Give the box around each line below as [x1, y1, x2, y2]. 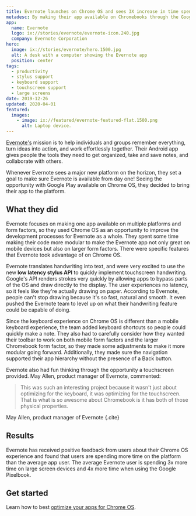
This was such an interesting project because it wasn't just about [20, 384, 177, 391]
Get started [6, 488, 48, 498]
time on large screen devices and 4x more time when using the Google [6, 465, 176, 472]
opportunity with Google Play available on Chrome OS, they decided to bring [6, 182, 190, 188]
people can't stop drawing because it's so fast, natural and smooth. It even [6, 293, 186, 300]
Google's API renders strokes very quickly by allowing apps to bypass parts [6, 275, 188, 282]
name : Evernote [11, 25, 48, 31]
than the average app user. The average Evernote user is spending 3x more [6, 459, 188, 466]
